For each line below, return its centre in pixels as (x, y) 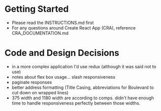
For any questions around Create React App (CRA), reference (74, 28)
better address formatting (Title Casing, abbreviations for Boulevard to (83, 87)
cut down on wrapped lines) (40, 92)
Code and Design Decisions (62, 53)
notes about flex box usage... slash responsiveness (64, 77)
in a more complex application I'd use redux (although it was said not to (84, 66)
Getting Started (37, 9)
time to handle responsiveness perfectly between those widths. (76, 103)
